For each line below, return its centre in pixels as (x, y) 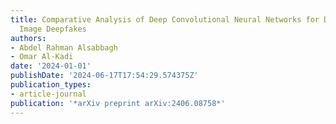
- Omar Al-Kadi (42, 57)
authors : (28, 38)
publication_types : (51, 85)
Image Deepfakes (53, 29)
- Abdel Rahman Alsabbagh (64, 47)
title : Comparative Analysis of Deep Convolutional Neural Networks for (165, 19)
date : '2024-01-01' (51, 66)
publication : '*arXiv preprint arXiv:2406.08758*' (118, 103)
